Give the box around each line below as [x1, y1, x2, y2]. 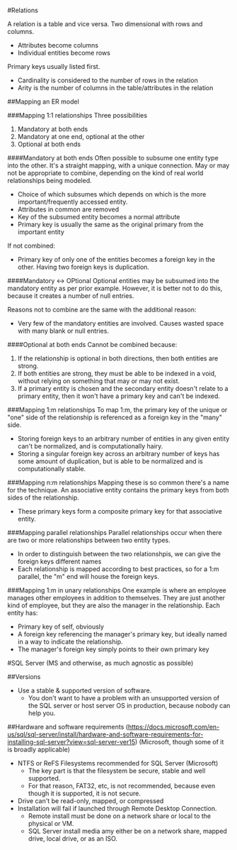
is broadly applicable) [7, 745, 71, 754]
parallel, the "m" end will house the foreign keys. [17, 573, 160, 580]
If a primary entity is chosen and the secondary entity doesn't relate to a [17, 385, 229, 392]
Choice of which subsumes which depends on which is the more [17, 190, 207, 198]
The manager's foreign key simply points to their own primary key [17, 645, 210, 653]
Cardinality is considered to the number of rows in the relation [17, 76, 198, 84]
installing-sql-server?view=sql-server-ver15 [7, 738, 136, 746]
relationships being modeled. [7, 177, 92, 184]
